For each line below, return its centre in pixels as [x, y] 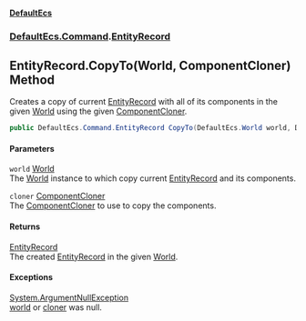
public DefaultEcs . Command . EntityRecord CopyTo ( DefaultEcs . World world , [150, 128]
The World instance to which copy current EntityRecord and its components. [153, 178]
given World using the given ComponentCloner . [98, 111]
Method [32, 80]
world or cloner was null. [56, 307]
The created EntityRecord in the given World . [94, 256]
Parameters [32, 148]
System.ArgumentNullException [69, 297]
